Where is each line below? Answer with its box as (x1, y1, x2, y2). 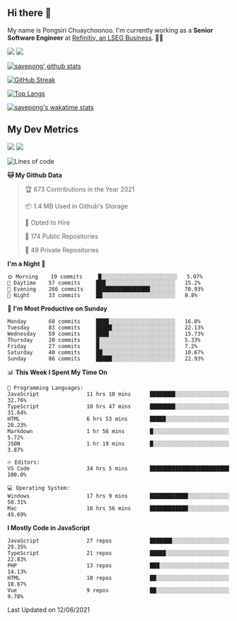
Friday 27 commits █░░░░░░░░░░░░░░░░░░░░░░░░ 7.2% (7, 342, 198, 349)
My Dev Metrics (7, 123, 79, 135)
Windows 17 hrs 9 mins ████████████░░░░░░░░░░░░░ (7, 492, 230, 500)
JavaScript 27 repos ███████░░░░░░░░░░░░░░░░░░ (7, 537, 230, 544)
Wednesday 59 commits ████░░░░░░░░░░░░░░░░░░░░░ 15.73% (7, 330, 204, 337)
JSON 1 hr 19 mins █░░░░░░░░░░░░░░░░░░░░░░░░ (7, 440, 230, 447)
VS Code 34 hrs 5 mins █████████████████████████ (7, 465, 230, 472)
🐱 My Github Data (7, 171, 62, 179)
